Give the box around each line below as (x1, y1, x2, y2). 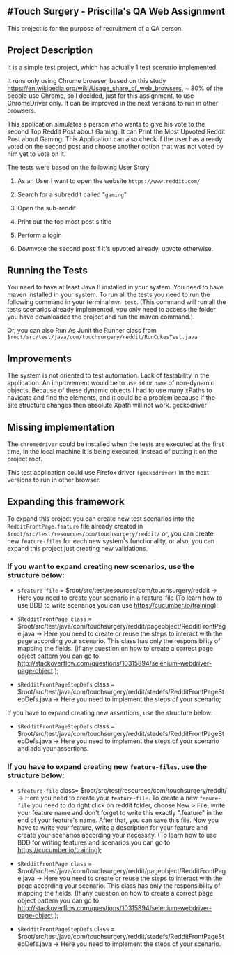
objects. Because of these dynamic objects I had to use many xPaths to (7, 386, 212, 394)
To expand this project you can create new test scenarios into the (7, 514, 195, 523)
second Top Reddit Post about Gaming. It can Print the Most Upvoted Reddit (7, 127, 226, 136)
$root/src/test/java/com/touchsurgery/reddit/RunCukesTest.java (7, 333, 198, 341)
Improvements (7, 352, 72, 364)
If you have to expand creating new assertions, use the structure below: (7, 709, 214, 717)
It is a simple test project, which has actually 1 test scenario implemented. (7, 63, 218, 71)
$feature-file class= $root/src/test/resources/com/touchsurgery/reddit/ (17, 787, 227, 795)
